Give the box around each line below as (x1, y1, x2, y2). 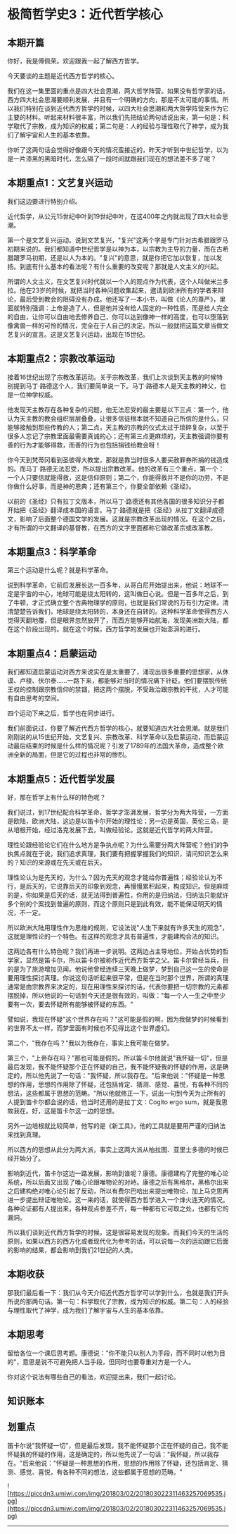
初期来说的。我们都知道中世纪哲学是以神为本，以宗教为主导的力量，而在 (7, 245, 216, 253)
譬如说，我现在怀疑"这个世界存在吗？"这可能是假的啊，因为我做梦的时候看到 (7, 1015, 229, 1024)
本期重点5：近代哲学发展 (7, 773, 115, 785)
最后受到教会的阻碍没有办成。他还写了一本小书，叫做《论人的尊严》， (19, 295, 220, 303)
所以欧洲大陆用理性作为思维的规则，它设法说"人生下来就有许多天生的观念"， (7, 924, 229, 932)
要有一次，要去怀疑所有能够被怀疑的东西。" (7, 1000, 133, 1008)
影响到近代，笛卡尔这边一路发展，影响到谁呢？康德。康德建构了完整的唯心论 (7, 1169, 229, 1177)
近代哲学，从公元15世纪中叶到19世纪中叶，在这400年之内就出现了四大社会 (7, 212, 223, 221)
